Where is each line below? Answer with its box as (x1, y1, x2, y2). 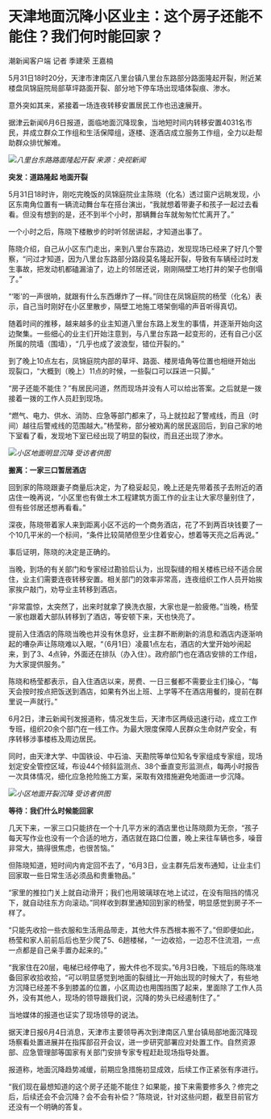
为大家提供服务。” (8, 659, 65, 669)
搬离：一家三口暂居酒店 (8, 465, 86, 475)
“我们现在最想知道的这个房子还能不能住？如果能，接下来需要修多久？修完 (8, 1081, 252, 1092)
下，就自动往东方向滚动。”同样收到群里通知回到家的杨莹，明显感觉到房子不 (8, 897, 256, 907)
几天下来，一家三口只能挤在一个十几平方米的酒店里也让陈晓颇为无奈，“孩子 (8, 822, 260, 833)
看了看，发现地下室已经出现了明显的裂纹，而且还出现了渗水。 (22, 430, 227, 441)
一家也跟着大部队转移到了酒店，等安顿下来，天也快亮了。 (8, 611, 199, 621)
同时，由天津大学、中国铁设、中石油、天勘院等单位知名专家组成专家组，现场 (8, 751, 263, 761)
